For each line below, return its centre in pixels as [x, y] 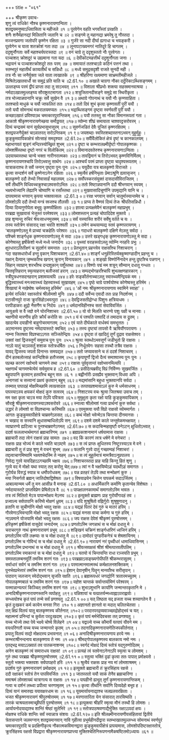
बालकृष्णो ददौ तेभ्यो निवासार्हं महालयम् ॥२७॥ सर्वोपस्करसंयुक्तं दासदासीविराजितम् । [72, 179]
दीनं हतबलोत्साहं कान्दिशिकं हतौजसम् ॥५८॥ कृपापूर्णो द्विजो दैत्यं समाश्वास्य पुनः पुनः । [73, 357]
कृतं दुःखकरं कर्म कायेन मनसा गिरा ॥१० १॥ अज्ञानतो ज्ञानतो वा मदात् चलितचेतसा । [72, 605]
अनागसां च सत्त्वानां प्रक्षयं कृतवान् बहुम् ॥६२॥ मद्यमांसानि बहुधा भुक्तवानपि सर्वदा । [71, 380]
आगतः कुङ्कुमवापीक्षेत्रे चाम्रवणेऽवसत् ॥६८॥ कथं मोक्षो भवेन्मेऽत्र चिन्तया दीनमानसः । [72, 415]
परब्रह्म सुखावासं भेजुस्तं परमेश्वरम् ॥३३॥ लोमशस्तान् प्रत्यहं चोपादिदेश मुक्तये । [68, 213]
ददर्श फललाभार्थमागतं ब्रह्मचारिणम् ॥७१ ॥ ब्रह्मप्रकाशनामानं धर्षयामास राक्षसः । [67, 432]
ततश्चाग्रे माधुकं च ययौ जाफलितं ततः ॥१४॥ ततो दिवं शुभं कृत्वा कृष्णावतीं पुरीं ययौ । [72, 104]
